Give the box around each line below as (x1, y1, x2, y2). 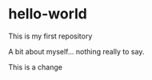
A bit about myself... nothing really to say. (8, 46, 145, 56)
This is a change (8, 62, 62, 72)
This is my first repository (8, 31, 93, 41)
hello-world (8, 5, 88, 23)
